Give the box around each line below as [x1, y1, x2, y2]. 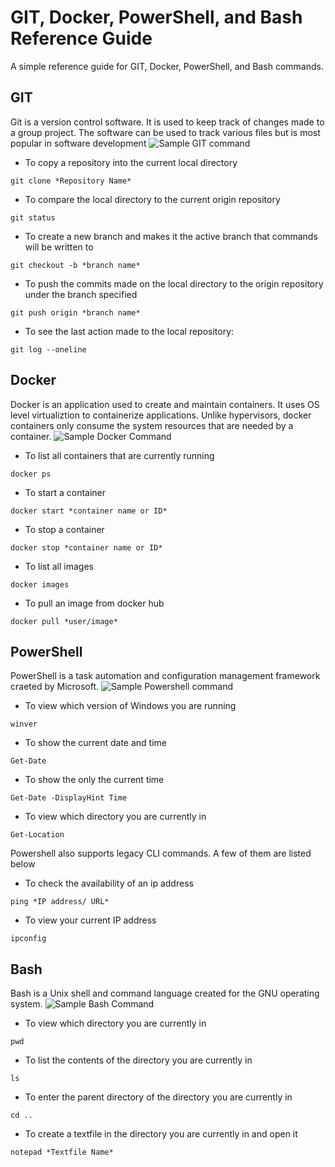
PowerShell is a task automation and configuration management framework [10, 670, 321, 682]
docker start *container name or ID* [10, 506, 168, 516]
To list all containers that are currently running [24, 449, 215, 461]
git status [10, 212, 56, 223]
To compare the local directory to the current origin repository [24, 193, 281, 205]
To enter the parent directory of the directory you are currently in [24, 1091, 293, 1103]
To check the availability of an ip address [24, 877, 194, 890]
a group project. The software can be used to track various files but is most [10, 126, 321, 138]
